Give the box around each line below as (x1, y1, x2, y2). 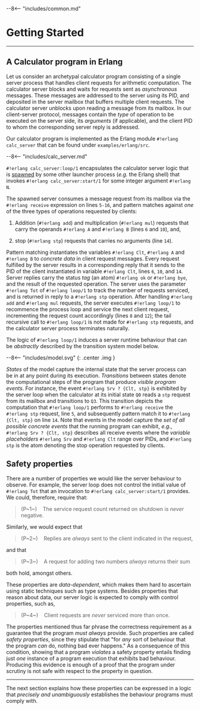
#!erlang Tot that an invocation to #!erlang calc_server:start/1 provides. (6, 487, 190, 494)
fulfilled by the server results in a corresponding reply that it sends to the (6, 261, 185, 268)
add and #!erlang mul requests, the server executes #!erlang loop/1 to (6, 299, 181, 306)
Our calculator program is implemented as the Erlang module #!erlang (6, 135, 179, 142)
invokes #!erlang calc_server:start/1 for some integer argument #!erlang (6, 177, 191, 184)
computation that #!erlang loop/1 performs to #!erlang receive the (6, 404, 173, 411)
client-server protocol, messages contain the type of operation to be (6, 110, 174, 118)
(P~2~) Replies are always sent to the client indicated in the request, (20, 535, 193, 542)
